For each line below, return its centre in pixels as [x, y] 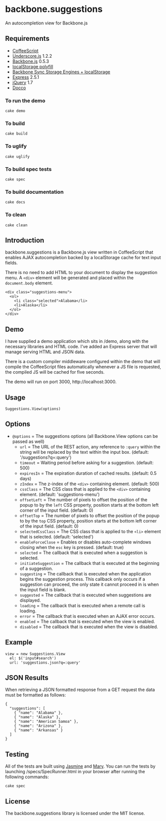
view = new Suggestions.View [35, 654]
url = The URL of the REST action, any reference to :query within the [90, 446]
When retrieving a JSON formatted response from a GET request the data [80, 690]
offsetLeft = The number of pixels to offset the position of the [83, 500]
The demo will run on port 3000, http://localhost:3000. [61, 382]
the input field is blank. [43, 589]
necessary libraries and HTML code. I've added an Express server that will [81, 347]
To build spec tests [28, 169]
